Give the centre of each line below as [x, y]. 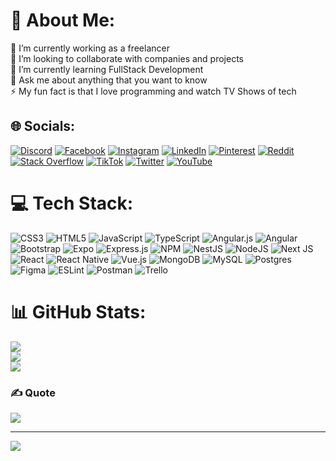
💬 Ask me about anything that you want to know [109, 80]
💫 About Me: [63, 20]
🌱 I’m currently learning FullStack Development [107, 69]
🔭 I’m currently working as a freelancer [90, 48]
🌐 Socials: [43, 126]
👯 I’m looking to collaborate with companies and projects [127, 58]
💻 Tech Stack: [72, 203]
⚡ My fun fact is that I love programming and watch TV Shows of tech [153, 91]
